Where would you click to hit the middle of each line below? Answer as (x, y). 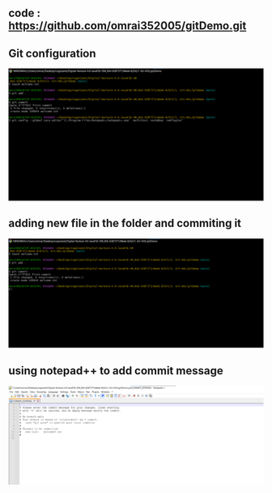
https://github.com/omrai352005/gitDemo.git (127, 26)
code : (24, 13)
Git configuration (52, 53)
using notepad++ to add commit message (116, 371)
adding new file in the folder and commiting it (125, 223)
